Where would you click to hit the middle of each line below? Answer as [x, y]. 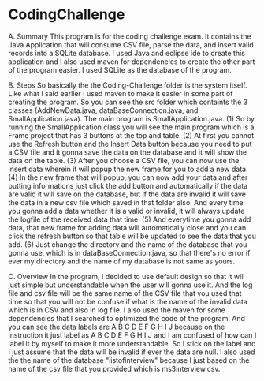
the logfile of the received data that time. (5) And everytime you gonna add [130, 219]
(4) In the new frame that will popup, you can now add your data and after [128, 177]
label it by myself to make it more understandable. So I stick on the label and [132, 343]
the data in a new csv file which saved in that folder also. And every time [126, 202]
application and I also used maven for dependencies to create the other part [132, 62]
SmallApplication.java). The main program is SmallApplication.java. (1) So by [131, 118]
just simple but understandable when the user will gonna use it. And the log [130, 285]
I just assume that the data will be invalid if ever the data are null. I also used [132, 352]
